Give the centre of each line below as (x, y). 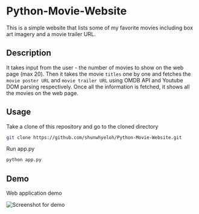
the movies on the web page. (42, 93)
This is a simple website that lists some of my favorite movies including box (100, 28)
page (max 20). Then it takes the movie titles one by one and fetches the (99, 74)
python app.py (24, 160)
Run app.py (21, 149)
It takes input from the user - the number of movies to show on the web (95, 67)
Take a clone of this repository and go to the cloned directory (82, 126)
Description (29, 53)
